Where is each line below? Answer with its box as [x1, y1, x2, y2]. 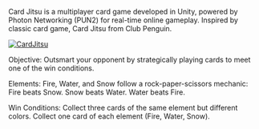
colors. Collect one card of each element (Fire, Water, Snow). [8, 111, 210, 121]
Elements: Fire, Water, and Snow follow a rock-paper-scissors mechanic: [8, 79, 249, 88]
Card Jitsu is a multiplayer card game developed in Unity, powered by [8, 7, 238, 16]
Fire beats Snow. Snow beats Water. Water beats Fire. [8, 87, 186, 97]
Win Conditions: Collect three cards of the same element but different [8, 103, 238, 112]
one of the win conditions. [8, 63, 95, 73]
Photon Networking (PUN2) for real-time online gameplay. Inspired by [8, 15, 239, 25]
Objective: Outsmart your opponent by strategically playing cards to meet [8, 55, 251, 64]
